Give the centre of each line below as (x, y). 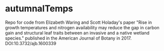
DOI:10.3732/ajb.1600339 (31, 43)
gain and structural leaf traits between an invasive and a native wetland (77, 33)
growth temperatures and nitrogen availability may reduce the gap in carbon (82, 27)
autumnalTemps (39, 9)
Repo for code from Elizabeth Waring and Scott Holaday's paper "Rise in (79, 22)
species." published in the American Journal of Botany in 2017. (68, 38)
